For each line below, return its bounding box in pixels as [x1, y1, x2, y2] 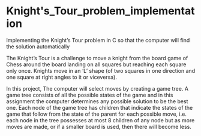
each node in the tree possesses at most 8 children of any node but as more [6, 116, 195, 123]
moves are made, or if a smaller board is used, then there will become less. [6, 123, 192, 130]
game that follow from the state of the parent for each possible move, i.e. [6, 110, 187, 118]
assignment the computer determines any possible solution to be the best [6, 97, 188, 105]
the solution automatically [6, 43, 70, 50]
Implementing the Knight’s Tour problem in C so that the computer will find [6, 36, 190, 44]
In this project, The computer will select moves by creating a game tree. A [6, 85, 189, 92]
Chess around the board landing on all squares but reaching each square [6, 61, 187, 68]
